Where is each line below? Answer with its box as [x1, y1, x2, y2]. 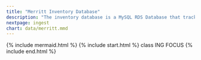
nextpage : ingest [6, 20, 50, 26]
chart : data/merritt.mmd [6, 25, 68, 31]
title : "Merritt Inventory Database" [6, 8, 100, 15]
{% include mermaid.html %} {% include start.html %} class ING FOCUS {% [6, 42, 193, 49]
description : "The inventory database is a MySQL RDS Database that [6, 14, 181, 20]
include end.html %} [6, 48, 57, 55]
